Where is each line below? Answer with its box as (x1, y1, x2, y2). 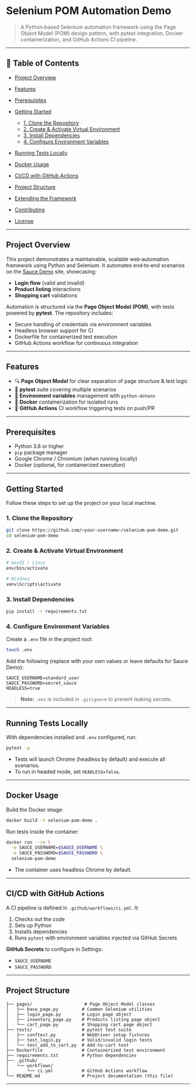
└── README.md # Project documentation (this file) (6, 1073, 174, 1079)
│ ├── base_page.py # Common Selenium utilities (6, 1006, 153, 1012)
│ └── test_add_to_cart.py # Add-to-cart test (6, 1042, 129, 1048)
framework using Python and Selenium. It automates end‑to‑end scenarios (6, 262, 185, 269)
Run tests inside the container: (6, 828, 79, 835)
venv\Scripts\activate (6, 581, 61, 587)
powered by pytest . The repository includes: (6, 309, 114, 316)
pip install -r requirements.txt (6, 609, 87, 614)
